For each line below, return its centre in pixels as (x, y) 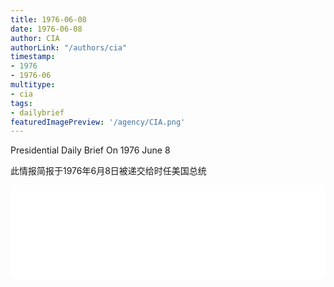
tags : (21, 103)
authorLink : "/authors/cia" (69, 47)
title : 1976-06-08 (48, 19)
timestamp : (33, 57)
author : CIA (35, 38)
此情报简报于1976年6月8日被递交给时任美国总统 (108, 171)
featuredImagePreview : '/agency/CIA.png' (98, 122)
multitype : (33, 85)
